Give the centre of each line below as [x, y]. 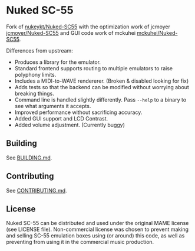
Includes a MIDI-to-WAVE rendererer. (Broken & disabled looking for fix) [102, 81]
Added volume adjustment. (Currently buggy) [70, 125]
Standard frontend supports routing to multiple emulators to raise [93, 68]
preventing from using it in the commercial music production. [80, 242]
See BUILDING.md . [29, 158]
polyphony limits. [35, 74]
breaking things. [34, 93]
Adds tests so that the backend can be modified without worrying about [102, 87]
